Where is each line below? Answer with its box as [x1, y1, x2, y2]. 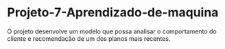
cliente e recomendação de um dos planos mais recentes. [7, 34, 171, 42]
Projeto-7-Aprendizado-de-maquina [7, 5, 219, 20]
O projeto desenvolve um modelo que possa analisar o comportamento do [7, 27, 217, 35]
